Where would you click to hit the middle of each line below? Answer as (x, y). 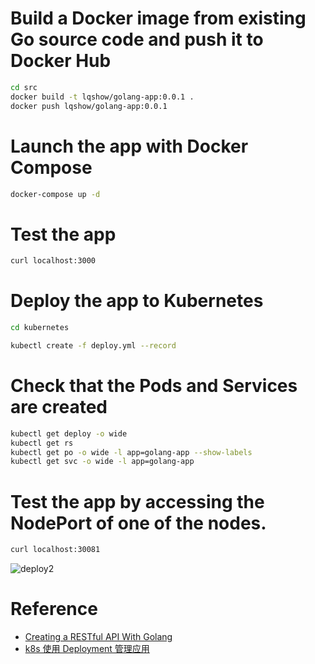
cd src (24, 87)
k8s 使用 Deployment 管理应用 (87, 649)
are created (59, 407)
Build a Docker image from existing (158, 18)
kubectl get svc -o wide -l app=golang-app (102, 462)
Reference (54, 609)
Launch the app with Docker (129, 146)
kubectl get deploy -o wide (69, 433)
